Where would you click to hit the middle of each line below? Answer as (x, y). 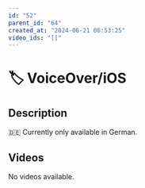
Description (38, 113)
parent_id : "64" (35, 23)
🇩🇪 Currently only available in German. (73, 132)
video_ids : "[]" (35, 38)
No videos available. (41, 177)
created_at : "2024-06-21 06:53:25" (67, 30)
